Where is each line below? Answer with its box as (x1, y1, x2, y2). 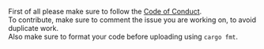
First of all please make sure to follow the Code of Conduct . (8, 7, 202, 16)
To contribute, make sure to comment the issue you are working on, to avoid (8, 15, 257, 24)
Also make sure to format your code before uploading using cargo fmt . (8, 32, 239, 41)
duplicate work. (8, 24, 59, 32)
